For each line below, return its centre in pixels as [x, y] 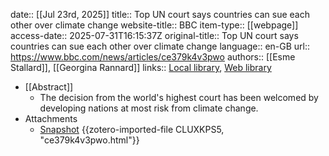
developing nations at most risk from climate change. [149, 108]
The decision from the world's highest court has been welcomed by [179, 97]
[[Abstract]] [49, 87]
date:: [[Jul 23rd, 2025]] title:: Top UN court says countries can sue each [160, 14]
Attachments [51, 118]
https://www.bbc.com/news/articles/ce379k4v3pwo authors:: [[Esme [153, 57]
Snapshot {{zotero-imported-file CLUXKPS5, [132, 129]
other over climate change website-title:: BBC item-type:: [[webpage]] [154, 25]
